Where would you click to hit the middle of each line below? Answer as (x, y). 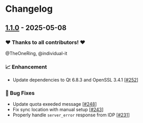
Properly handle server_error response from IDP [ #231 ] (71, 115)
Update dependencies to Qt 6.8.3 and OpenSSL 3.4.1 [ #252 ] (75, 80)
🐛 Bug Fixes (20, 93)
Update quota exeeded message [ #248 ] (55, 104)
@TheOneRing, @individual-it (36, 53)
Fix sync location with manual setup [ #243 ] (58, 110)
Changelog (29, 9)
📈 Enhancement (26, 67)
